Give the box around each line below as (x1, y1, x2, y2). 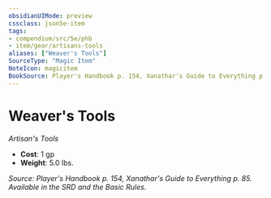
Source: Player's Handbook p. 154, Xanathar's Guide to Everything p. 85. (8, 173, 253, 183)
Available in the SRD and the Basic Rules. (8, 182, 147, 192)
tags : (8, 27, 27, 35)
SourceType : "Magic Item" (8, 57, 96, 65)
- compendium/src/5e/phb (8, 34, 92, 43)
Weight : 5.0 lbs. (19, 158, 75, 167)
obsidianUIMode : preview (8, 11, 92, 20)
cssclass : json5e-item (8, 19, 85, 27)
